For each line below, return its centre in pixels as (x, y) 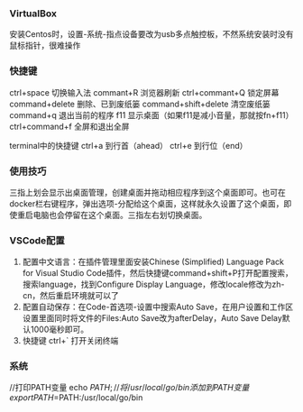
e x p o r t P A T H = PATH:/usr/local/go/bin (76, 398)
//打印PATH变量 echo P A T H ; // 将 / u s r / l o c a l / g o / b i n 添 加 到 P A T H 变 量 (129, 388)
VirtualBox (33, 14)
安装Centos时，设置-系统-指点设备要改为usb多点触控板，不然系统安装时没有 (152, 34)
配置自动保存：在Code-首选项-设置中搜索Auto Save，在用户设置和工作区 (158, 307)
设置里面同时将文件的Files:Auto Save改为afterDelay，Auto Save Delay (152, 318)
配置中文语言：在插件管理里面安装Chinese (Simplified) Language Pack (153, 262)
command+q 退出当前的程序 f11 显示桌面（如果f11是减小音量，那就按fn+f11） (151, 114)
